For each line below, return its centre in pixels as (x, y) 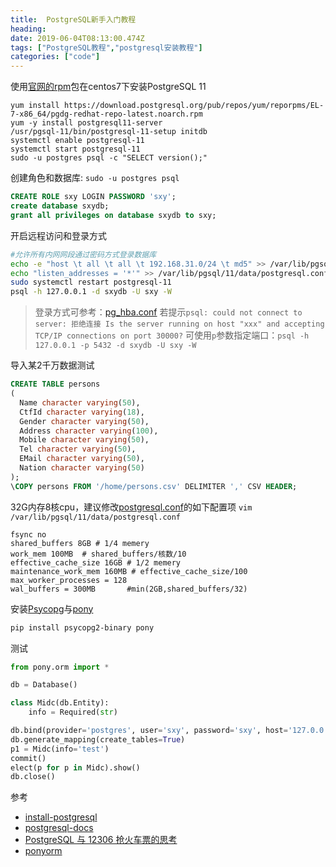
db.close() (33, 777)
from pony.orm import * (60, 667)
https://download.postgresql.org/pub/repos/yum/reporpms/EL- (194, 106)
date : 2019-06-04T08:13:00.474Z (77, 38)
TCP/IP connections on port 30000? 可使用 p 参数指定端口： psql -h (172, 335)
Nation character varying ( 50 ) (82, 468)
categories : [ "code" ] (55, 57)
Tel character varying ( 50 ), (78, 449)
